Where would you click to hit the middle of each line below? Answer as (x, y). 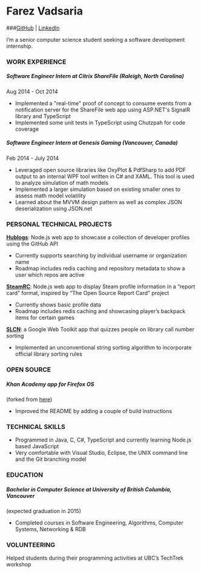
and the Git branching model (51, 459)
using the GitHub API (32, 244)
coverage (27, 129)
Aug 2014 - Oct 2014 (32, 91)
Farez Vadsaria (45, 11)
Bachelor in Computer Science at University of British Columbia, (89, 489)
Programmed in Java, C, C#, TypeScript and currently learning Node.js (103, 440)
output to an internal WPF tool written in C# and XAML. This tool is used (105, 176)
